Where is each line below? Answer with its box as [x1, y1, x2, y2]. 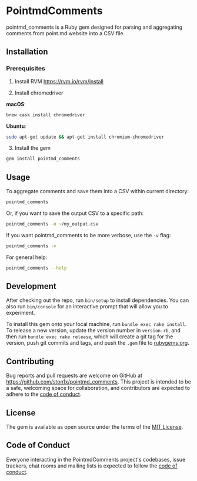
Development [6, 281, 57, 291]
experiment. [6, 310, 35, 317]
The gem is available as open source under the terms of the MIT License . [6, 423, 183, 430]
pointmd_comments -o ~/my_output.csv [6, 221, 99, 227]
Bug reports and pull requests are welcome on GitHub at [6, 372, 143, 379]
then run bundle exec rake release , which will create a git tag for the [6, 333, 173, 340]
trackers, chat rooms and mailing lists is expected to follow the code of [6, 462, 178, 469]
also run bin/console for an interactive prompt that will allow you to [6, 303, 169, 310]
